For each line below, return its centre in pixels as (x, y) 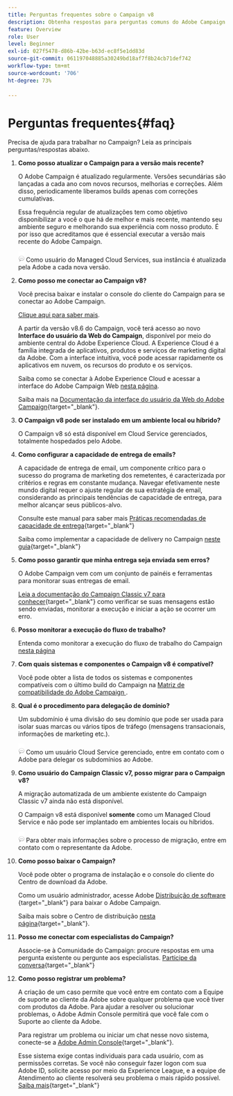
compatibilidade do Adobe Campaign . (73, 692)
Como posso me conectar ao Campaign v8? (82, 280)
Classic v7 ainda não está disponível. (71, 801)
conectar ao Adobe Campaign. (62, 301)
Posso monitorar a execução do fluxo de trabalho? (92, 630)
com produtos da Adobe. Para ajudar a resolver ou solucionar (106, 1007)
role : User (24, 37)
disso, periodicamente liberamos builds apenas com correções (108, 192)
